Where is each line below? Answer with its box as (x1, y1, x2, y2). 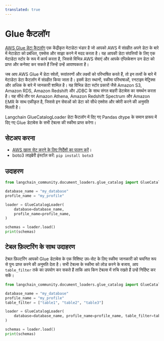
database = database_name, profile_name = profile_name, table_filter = (14, 314, 154, 318)
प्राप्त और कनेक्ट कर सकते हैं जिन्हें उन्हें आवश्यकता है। (5, 61, 89, 67)
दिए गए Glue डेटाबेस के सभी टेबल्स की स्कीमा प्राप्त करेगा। (5, 120, 97, 125)
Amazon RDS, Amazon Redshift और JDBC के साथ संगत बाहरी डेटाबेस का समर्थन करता (5, 88, 156, 94)
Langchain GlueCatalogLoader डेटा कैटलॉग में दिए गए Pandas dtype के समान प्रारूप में (5, 114, 157, 120)
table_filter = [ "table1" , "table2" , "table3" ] (5, 300, 104, 305)
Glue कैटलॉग (5, 28, 50, 39)
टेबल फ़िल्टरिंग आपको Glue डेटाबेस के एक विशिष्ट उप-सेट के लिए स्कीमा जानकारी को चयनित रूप (5, 256, 157, 262)
